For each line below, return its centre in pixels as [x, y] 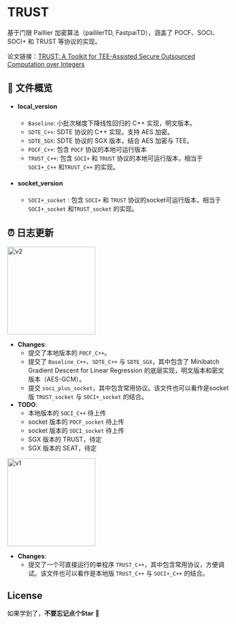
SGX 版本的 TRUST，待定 [65, 439]
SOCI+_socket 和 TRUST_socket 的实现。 [83, 209]
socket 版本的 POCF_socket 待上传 [76, 422]
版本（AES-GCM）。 [57, 379]
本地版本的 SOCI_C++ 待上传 [67, 412]
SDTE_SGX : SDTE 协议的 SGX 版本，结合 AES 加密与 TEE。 [110, 141]
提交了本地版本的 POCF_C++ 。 [69, 353]
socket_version [40, 183]
